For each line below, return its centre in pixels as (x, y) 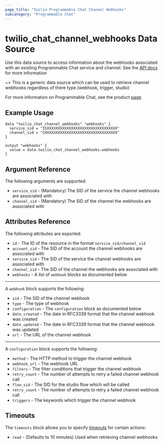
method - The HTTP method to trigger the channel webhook (72, 358)
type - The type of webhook (41, 303)
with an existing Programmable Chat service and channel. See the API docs (82, 68)
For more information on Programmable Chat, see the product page (73, 97)
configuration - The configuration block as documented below (77, 308)
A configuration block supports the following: (52, 349)
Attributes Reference (38, 222)
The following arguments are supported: (46, 181)
